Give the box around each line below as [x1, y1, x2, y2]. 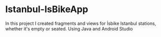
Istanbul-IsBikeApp [5, 4, 88, 15]
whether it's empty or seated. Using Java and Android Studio [5, 25, 133, 31]
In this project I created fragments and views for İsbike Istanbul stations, [5, 20, 156, 26]
